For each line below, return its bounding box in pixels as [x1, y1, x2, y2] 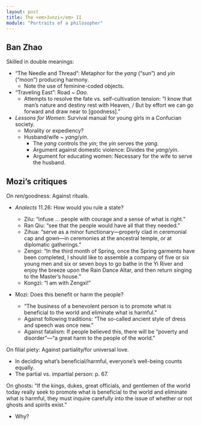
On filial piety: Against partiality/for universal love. [6, 346, 129, 353]
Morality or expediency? [23, 127, 84, 134]
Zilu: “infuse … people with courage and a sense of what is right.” [23, 215, 186, 223]
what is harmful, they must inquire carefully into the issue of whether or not [6, 395, 193, 402]
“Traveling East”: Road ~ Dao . [14, 89, 89, 96]
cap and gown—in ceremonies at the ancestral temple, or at [23, 235, 172, 242]
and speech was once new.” [23, 322, 94, 329]
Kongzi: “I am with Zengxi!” [23, 280, 91, 286]
